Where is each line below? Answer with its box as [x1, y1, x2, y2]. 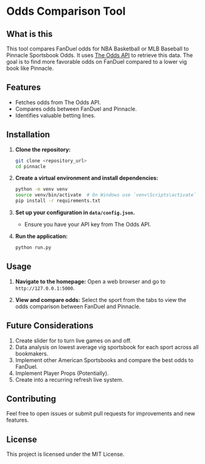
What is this [6, 29, 53, 39]
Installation [6, 130, 50, 140]
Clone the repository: [15, 145, 71, 153]
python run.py [15, 244, 51, 250]
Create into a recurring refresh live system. [15, 376, 124, 383]
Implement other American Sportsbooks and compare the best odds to [15, 356, 194, 363]
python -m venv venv [15, 186, 68, 193]
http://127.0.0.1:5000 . [15, 284, 75, 292]
